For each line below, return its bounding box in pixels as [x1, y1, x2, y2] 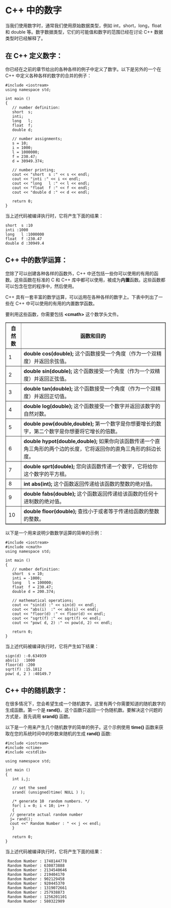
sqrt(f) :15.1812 [5, 666, 42, 672]
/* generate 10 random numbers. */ [12, 799, 90, 804]
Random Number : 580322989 [7, 899, 65, 904]
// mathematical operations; [12, 598, 74, 603]
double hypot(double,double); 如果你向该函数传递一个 [23, 437, 155, 445]
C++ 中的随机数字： [5, 686, 68, 695]
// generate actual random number [10, 812, 83, 817]
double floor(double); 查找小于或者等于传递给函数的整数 [23, 508, 159, 515]
